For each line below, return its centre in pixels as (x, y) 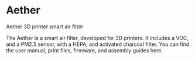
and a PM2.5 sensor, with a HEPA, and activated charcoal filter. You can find (98, 44)
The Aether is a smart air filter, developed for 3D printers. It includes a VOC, (97, 38)
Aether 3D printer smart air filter (45, 26)
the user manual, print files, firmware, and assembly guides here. (84, 50)
